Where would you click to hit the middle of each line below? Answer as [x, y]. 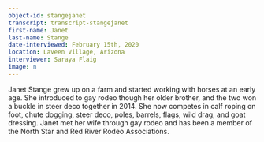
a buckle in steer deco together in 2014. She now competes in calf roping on [132, 106]
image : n [22, 67]
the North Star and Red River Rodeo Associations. [89, 131]
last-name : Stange [38, 37]
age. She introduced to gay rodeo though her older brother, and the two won [132, 97]
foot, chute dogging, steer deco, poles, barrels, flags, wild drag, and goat [127, 114]
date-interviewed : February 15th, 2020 [74, 45]
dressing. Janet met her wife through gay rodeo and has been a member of [130, 122]
